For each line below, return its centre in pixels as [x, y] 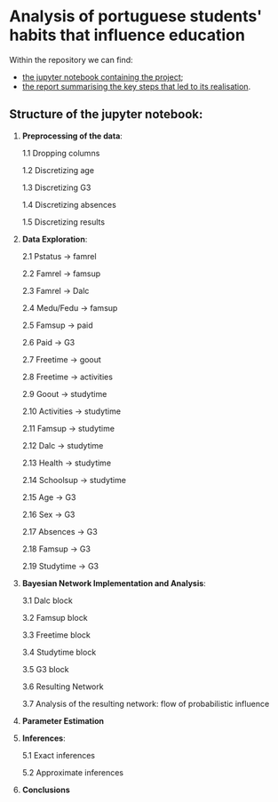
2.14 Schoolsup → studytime [74, 480]
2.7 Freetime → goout [62, 359]
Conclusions [46, 790]
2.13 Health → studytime [67, 463]
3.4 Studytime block [59, 652]
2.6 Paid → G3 [48, 342]
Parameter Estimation [63, 720]
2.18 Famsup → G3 [56, 549]
